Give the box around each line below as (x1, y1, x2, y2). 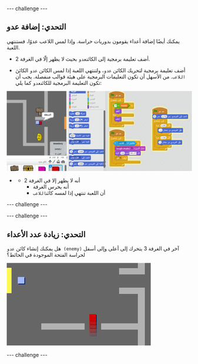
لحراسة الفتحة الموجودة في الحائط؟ (6, 252, 86, 259)
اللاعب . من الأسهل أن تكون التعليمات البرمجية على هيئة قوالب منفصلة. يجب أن (15, 73, 186, 80)
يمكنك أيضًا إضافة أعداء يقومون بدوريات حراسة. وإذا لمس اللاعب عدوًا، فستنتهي (6, 38, 180, 45)
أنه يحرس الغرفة (32, 183, 69, 190)
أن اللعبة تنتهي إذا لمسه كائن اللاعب (32, 190, 106, 197)
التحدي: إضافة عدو (6, 22, 66, 32)
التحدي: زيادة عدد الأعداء (6, 229, 86, 239)
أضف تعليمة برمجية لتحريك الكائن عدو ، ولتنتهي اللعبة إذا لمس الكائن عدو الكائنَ (15, 67, 186, 74)
